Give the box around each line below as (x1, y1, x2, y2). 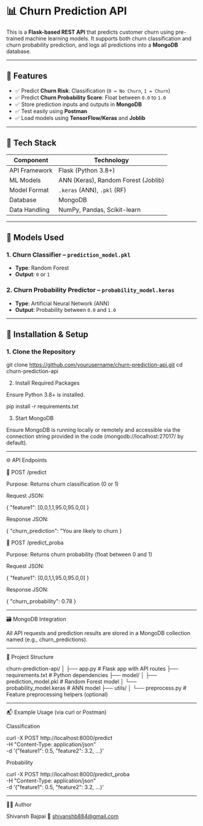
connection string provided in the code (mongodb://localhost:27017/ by (6, 433, 184, 440)
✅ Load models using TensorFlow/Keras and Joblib (14, 114, 146, 121)
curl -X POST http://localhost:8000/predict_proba (6, 771, 130, 778)
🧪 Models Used (6, 232, 65, 242)
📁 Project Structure (6, 653, 54, 661)
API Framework (9, 166, 53, 174)
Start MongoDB (14, 415, 54, 422)
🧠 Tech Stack (6, 138, 57, 148)
